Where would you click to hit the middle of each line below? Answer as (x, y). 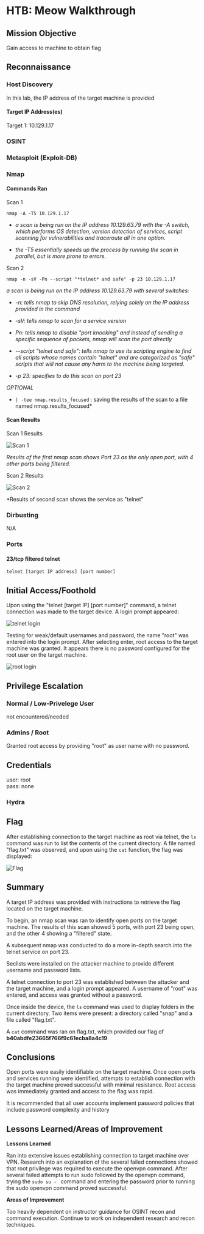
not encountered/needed (37, 717)
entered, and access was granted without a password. (75, 995)
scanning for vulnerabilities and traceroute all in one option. (90, 238)
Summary (25, 887)
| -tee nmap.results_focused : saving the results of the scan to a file (101, 399)
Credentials (29, 765)
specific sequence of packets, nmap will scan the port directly (93, 339)
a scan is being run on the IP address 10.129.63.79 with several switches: (98, 290)
